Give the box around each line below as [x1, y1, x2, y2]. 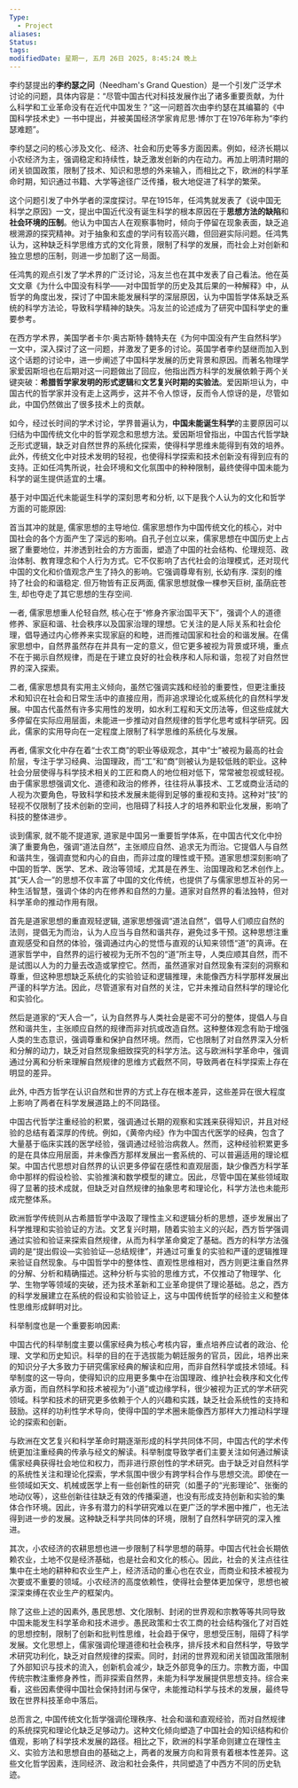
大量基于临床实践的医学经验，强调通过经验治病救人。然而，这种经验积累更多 [9, 1139, 289, 1149]
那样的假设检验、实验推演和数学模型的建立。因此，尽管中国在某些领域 [24, 1172, 281, 1182]
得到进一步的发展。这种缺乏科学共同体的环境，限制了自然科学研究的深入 [9, 1513, 273, 1524]
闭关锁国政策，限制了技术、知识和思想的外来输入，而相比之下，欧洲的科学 [9, 165, 281, 176]
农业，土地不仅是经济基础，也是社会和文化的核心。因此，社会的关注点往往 [16, 1554, 289, 1564]
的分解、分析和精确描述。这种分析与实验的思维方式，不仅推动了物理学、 [9, 1268, 273, 1278]
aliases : [9, 29, 42, 38]
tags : [9, 46, 29, 55]
